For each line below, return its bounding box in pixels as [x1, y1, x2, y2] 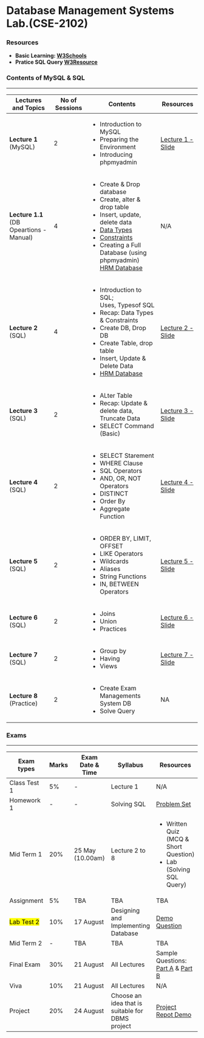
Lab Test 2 [9, 918, 39, 926]
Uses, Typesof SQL [100, 300, 155, 309]
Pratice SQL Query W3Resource [15, 58, 98, 66]
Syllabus [117, 761, 144, 769]
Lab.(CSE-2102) [6, 16, 88, 30]
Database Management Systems [6, 4, 175, 18]
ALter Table [100, 391, 132, 400]
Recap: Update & [100, 399, 148, 407]
